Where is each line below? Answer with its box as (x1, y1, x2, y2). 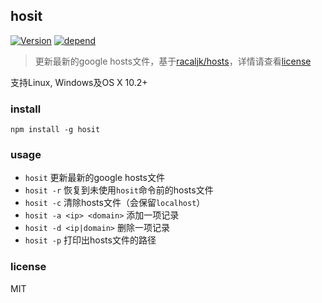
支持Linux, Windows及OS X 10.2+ (10, 76, 148, 88)
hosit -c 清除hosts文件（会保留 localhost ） (24, 197, 206, 209)
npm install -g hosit (10, 125, 101, 135)
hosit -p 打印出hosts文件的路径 (24, 234, 157, 246)
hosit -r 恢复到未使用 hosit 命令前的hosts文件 (24, 184, 214, 196)
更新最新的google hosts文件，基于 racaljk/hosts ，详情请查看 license (34, 55, 312, 67)
